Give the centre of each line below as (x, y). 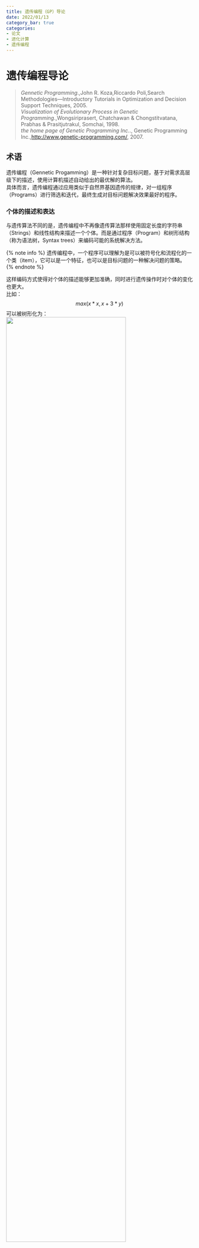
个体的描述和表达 (31, 211)
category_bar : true (30, 23)
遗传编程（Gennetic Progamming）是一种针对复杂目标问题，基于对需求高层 (98, 172)
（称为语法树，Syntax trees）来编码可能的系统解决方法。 (76, 240)
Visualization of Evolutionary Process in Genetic (79, 111)
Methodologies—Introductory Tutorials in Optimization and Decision (103, 99)
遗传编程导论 (38, 76)
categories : (21, 28)
